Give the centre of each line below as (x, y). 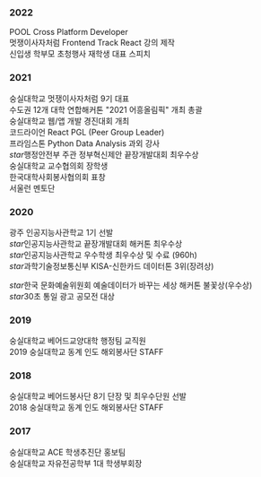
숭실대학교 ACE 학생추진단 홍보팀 (68, 452)
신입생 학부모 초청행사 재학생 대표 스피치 (80, 54)
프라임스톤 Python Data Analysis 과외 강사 (84, 143)
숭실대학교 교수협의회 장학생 (59, 165)
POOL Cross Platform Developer (69, 32)
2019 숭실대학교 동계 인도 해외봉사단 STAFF (87, 352)
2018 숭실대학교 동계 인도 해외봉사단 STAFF (87, 408)
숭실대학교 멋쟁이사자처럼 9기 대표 (70, 98)
